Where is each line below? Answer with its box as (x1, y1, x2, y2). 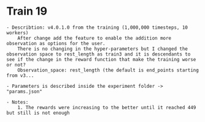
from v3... (6, 72, 34, 79)
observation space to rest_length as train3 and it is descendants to (6, 51, 191, 57)
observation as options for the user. (6, 40, 106, 46)
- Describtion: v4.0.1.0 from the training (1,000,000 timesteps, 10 (6, 24, 188, 30)
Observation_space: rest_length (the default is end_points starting (17, 67, 199, 73)
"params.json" (6, 88, 43, 95)
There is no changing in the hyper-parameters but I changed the (17, 46, 188, 52)
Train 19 (6, 4, 48, 18)
